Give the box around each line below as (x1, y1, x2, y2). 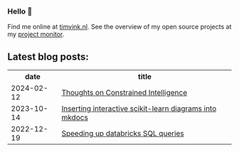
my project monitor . (7, 30, 65, 38)
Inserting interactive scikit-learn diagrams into (61, 104, 217, 114)
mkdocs (61, 113, 89, 123)
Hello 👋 (7, 6, 33, 16)
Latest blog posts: (7, 50, 89, 63)
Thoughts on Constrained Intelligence (61, 88, 187, 98)
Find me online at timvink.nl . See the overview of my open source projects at (7, 23, 232, 31)
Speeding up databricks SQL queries (61, 129, 185, 139)
